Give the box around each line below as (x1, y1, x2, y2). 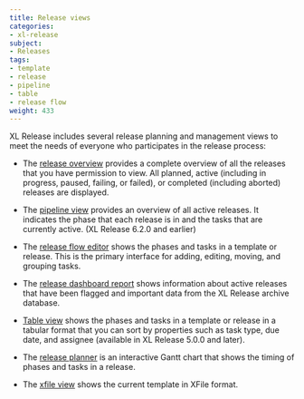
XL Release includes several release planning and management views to (9, 131, 279, 141)
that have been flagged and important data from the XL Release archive (22, 287, 290, 299)
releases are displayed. (22, 187, 109, 198)
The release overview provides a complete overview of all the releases (22, 158, 287, 169)
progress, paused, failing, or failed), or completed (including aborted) (22, 178, 281, 189)
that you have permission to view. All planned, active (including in (22, 168, 267, 179)
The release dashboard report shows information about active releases (22, 278, 288, 289)
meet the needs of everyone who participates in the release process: (9, 141, 267, 151)
